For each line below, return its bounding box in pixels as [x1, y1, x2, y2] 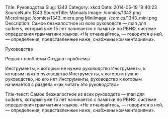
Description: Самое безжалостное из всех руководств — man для [5, 20, 146, 26]
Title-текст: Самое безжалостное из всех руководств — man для [5, 91, 145, 97]
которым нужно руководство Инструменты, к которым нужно [5, 71, 139, 77]
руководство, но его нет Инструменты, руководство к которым [5, 76, 142, 82]
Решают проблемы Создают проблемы [5, 56, 90, 62]
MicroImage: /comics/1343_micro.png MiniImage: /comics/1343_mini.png [5, 15, 157, 21]
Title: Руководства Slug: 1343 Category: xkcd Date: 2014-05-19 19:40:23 [5, 5, 157, 10]
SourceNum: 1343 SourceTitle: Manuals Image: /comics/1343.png [5, 10, 141, 16]
